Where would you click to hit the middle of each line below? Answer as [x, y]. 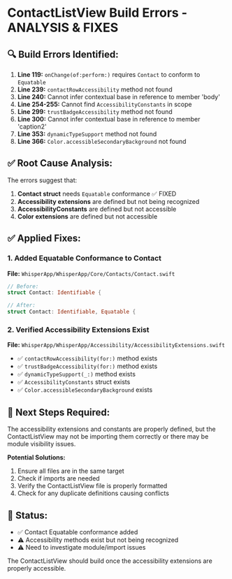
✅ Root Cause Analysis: [60, 163]
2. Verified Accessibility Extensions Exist [78, 330]
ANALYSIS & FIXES [63, 28]
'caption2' [32, 126]
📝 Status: [28, 515]
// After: [22, 305]
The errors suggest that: [42, 180]
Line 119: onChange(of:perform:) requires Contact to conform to [109, 74]
